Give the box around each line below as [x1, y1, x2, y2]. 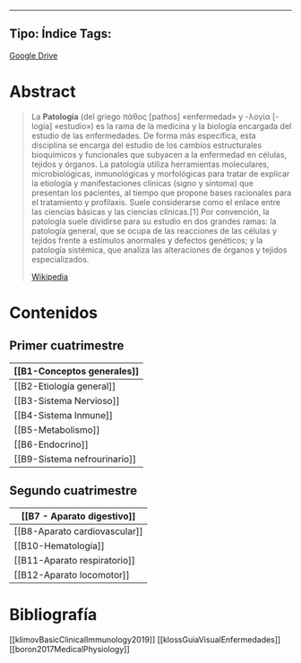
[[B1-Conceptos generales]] [13, 365, 140, 377]
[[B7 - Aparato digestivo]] [21, 510, 136, 522]
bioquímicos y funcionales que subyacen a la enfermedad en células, [30, 149, 288, 159]
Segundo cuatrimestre [9, 483, 138, 498]
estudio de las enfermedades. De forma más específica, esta [30, 130, 257, 141]
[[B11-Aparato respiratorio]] [13, 554, 136, 566]
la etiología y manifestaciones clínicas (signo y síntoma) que [30, 177, 254, 188]
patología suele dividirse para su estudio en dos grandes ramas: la [30, 216, 277, 227]
